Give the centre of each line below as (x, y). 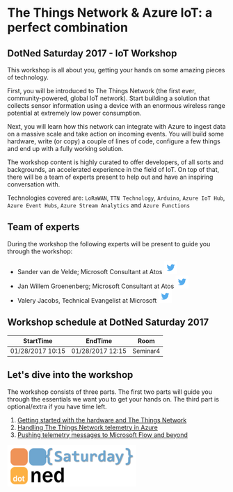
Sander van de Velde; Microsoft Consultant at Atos (90, 271)
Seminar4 (146, 351)
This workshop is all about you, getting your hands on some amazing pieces (116, 70)
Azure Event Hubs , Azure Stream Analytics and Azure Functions (99, 205)
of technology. (28, 77)
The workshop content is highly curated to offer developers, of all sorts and (115, 162)
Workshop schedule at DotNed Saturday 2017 (108, 323)
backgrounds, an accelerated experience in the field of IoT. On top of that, (113, 169)
